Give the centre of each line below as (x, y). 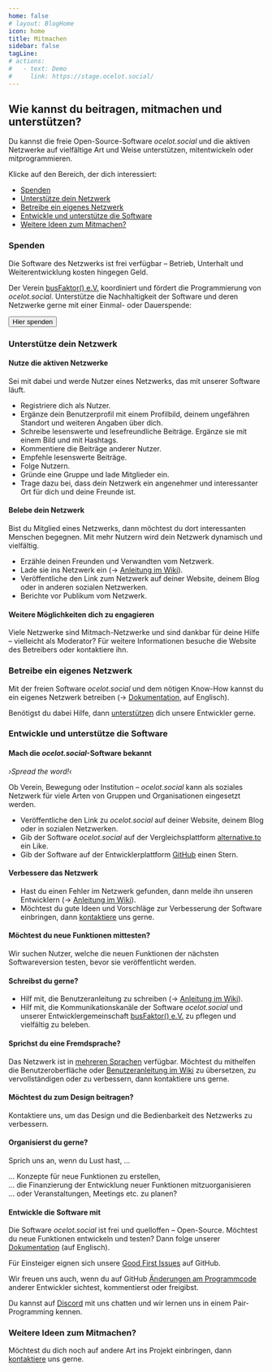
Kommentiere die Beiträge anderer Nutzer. (91, 448)
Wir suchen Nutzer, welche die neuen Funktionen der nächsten (114, 954)
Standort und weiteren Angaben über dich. (92, 422)
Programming (31, 1312)
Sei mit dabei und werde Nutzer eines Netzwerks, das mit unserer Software (134, 381)
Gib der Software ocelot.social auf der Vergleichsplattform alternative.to (140, 837)
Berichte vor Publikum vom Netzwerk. (84, 596)
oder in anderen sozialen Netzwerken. (84, 587)
